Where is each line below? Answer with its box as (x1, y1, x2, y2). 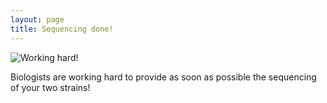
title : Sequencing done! (10, 24, 114, 34)
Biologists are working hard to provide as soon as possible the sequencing (10, 71, 317, 83)
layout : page (10, 14, 65, 25)
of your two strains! (10, 81, 91, 93)
